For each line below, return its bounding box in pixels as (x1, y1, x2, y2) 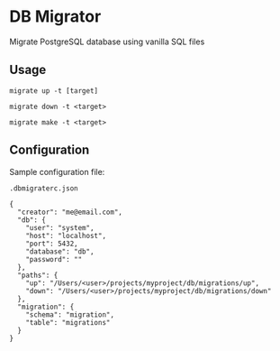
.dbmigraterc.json (9, 183, 78, 193)
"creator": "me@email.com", (17, 208, 123, 217)
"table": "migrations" (25, 318, 111, 327)
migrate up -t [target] (9, 86, 99, 96)
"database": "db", (25, 246, 95, 256)
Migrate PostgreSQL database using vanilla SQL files (9, 36, 205, 47)
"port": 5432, (25, 239, 78, 248)
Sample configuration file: (9, 166, 105, 177)
